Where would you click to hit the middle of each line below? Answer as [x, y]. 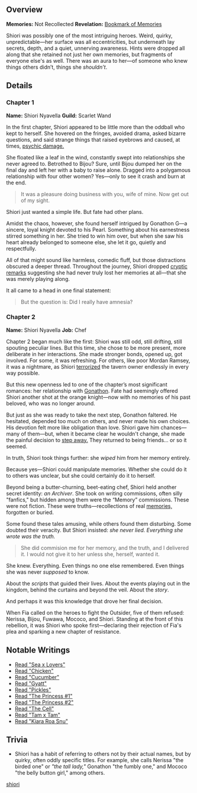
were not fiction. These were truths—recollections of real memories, [89, 506]
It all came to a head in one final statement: [59, 290]
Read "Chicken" [34, 671]
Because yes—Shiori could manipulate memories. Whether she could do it [97, 469]
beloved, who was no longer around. [51, 403]
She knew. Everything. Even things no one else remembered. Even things [95, 565]
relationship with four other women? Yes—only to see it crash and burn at [96, 176]
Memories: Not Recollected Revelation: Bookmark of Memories [84, 24]
